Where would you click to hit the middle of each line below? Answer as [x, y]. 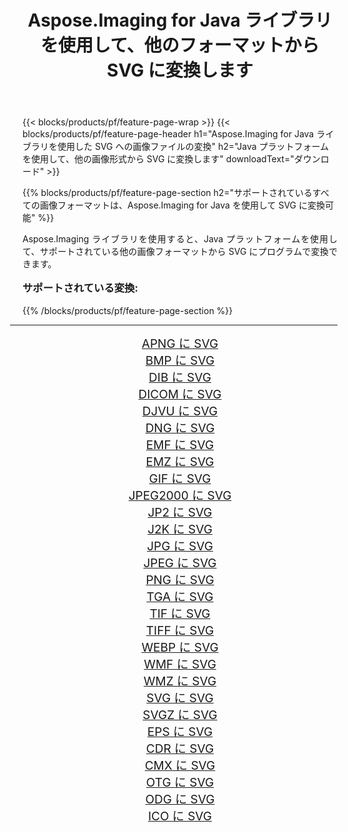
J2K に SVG [180, 529]
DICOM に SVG [180, 394]
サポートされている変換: [80, 288]
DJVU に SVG [180, 411]
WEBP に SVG [180, 647]
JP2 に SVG [180, 512]
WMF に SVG [180, 664]
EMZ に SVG [180, 462]
